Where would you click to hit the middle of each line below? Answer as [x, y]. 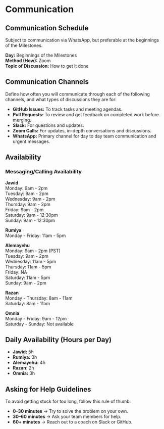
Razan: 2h [23, 368]
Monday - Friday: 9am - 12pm [36, 318]
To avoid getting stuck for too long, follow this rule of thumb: [68, 401]
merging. [22, 120]
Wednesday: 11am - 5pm [31, 261]
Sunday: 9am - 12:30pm [30, 220]
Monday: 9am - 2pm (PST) [33, 251]
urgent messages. [31, 141]
